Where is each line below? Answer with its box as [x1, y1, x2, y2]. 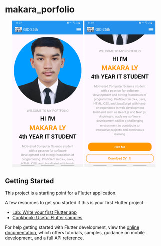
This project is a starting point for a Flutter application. [5, 190, 117, 196]
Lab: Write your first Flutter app [12, 209, 77, 215]
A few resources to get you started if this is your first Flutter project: [5, 200, 145, 206]
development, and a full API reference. [5, 235, 84, 241]
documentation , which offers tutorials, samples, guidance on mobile [5, 230, 145, 236]
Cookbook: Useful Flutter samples [12, 215, 83, 221]
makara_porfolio [5, 4, 75, 15]
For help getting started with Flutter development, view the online [5, 224, 140, 230]
